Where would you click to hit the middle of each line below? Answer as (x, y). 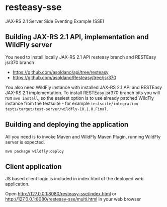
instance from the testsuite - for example (48, 103)
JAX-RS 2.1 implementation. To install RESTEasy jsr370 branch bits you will (82, 93)
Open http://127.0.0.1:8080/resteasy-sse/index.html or (61, 194)
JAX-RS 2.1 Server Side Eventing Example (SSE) (55, 21)
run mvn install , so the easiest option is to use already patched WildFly (80, 98)
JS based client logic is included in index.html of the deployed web (74, 179)
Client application (33, 166)
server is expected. (25, 142)
